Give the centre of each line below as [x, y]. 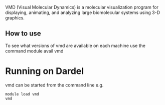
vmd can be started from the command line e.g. [54, 85]
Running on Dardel [45, 71]
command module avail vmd [34, 51]
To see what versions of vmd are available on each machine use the [75, 45]
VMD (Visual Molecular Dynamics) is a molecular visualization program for [82, 7]
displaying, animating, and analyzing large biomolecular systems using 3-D [83, 12]
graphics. [15, 18]
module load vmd [22, 94]
